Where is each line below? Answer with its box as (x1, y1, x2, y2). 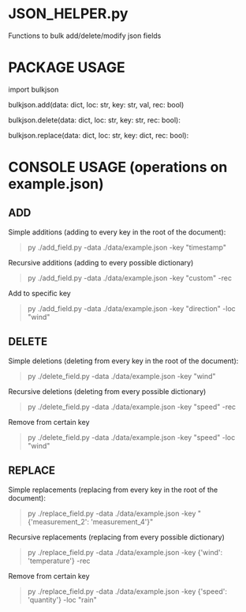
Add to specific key (8, 288, 71, 298)
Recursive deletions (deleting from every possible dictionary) (8, 386, 207, 396)
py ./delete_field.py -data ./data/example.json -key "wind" (27, 371, 216, 381)
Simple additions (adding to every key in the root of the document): (8, 227, 226, 237)
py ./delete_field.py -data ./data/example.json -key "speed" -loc (27, 432, 236, 442)
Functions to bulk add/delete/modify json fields (8, 31, 162, 40)
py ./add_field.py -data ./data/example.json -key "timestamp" (27, 242, 227, 252)
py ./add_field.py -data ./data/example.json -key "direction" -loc (27, 303, 237, 313)
